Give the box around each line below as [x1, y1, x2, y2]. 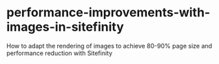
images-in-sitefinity [6, 19, 125, 35]
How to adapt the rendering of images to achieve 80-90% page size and [6, 42, 213, 50]
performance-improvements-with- [6, 5, 211, 20]
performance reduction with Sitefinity [6, 49, 113, 57]
